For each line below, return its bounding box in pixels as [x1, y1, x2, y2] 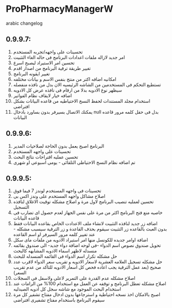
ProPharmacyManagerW [6, 3, 114, 15]
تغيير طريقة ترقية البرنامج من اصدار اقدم [13, 65, 91, 71]
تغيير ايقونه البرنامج [13, 70, 50, 77]
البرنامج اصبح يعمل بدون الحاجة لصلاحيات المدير [13, 142, 104, 149]
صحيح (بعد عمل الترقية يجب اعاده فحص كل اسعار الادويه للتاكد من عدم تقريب [13, 264, 161, 270]
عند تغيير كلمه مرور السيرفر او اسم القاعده [13, 231, 95, 238]
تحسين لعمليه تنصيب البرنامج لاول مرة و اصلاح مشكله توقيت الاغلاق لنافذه [13, 198, 154, 205]
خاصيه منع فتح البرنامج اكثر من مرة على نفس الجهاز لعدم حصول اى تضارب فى [13, 209, 163, 216]
